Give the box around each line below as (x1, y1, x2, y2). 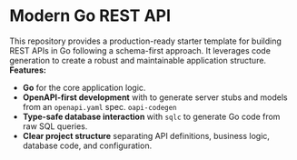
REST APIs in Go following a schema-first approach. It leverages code (9, 45, 271, 55)
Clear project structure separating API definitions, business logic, (22, 130, 271, 141)
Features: (9, 65, 47, 75)
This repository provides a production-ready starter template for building (9, 35, 282, 46)
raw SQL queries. (22, 120, 88, 132)
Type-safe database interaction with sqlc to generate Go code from (22, 111, 281, 122)
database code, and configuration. (22, 140, 153, 151)
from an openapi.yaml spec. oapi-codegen (22, 101, 177, 112)
